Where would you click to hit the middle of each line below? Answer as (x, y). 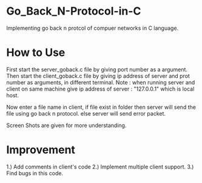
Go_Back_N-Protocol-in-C (74, 11)
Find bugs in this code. (35, 173)
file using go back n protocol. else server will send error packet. (86, 113)
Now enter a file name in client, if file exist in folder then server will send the (101, 107)
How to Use (36, 53)
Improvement (41, 150)
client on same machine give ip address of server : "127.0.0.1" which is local (100, 89)
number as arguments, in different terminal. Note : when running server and (101, 82)
